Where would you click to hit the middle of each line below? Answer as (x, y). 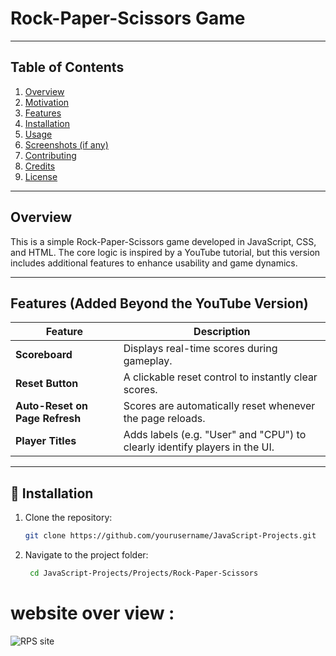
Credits (40, 166)
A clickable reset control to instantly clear (220, 377)
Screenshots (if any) (66, 144)
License (41, 176)
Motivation (47, 102)
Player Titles (46, 441)
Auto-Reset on (52, 406)
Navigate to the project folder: (86, 555)
